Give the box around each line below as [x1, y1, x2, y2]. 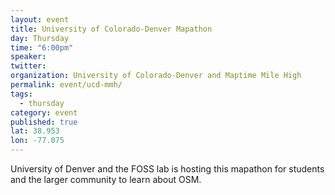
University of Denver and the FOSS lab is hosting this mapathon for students [10, 163, 325, 175]
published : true [10, 117, 78, 127]
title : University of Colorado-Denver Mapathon [10, 24, 213, 34]
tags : [10, 89, 33, 99]
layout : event [10, 14, 70, 25]
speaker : [10, 52, 47, 62]
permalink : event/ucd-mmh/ [10, 80, 123, 90]
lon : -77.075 [10, 136, 65, 146]
